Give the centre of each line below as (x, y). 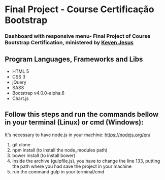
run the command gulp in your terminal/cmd (58, 171)
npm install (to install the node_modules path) (60, 150)
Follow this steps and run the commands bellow (82, 114)
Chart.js (20, 98)
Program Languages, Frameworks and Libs (74, 59)
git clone (21, 144)
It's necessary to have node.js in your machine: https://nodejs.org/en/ (78, 135)
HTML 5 (21, 71)
